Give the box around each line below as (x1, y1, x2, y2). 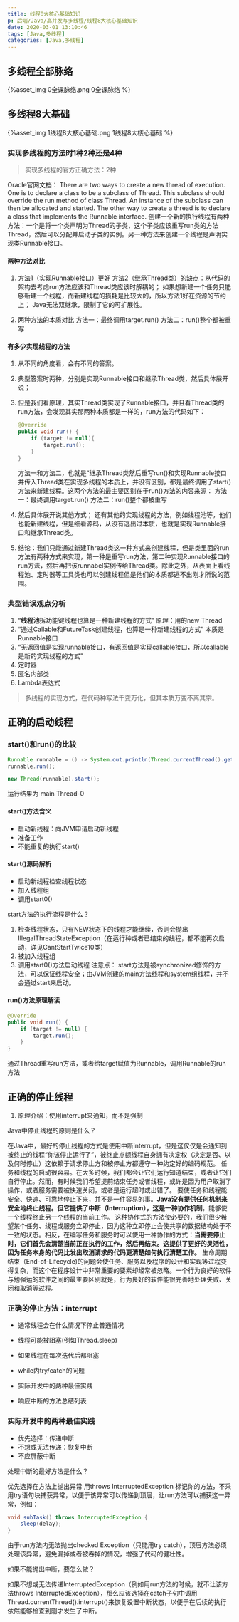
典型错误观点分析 (7, 598, 66, 608)
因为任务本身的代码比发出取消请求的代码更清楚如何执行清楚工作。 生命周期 (7, 1248, 228, 1257)
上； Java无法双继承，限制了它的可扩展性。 (17, 301, 147, 309)
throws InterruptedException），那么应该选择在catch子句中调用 (13, 1589, 198, 1598)
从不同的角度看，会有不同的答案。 (17, 359, 118, 368)
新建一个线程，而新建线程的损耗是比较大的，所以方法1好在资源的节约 (23, 291, 226, 300)
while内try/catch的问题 (17, 1366, 85, 1375)
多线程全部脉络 (7, 65, 73, 77)
